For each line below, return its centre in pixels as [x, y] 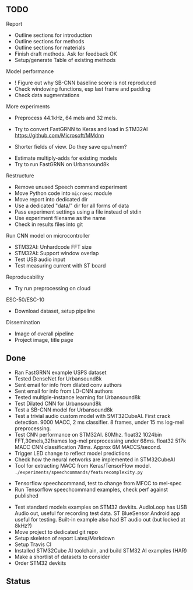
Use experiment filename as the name [60, 218]
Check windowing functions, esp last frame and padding [82, 89]
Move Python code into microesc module [63, 193]
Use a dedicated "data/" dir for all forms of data [72, 205]
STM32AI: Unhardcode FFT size [53, 247]
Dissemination [23, 322]
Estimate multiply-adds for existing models [66, 158]
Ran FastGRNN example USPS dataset [60, 372]
